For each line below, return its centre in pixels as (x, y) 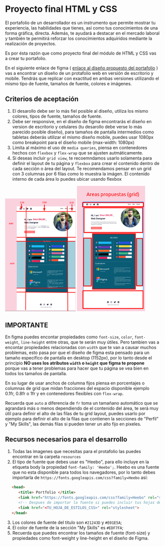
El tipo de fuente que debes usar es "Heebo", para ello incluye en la (81, 462)
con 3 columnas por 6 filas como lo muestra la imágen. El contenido (81, 174)
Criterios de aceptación (42, 99)
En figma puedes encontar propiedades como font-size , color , (69, 337)
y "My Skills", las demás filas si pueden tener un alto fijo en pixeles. (73, 424)
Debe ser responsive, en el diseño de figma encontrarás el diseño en (82, 121)
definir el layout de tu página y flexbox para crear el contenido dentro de (86, 163)
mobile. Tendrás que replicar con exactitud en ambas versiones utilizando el (82, 78)
